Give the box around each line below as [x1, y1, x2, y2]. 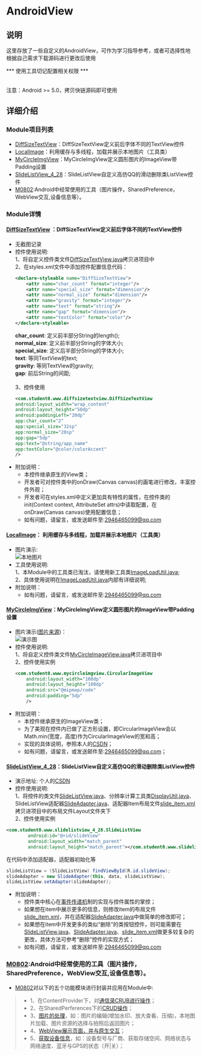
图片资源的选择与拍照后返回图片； [50, 1019, 136, 1027]
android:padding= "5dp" [26, 693, 83, 699]
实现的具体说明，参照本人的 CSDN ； [23, 740, 113, 747]
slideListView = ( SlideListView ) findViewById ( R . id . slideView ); [6, 868, 171, 874]
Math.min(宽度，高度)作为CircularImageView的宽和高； [23, 733, 161, 740]
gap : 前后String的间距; [14, 370, 71, 377]
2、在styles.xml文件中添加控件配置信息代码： [14, 263, 128, 270]
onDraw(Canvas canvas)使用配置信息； [23, 508, 122, 516]
